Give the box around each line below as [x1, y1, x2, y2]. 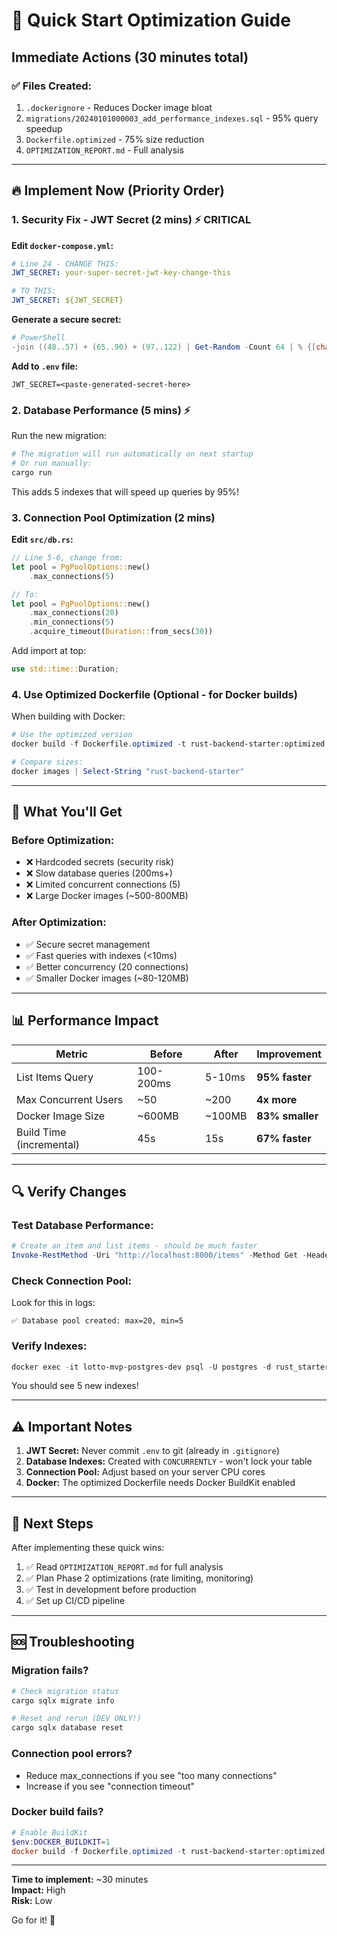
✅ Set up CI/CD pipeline [25, 1595, 126, 1607]
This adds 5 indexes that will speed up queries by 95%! [11, 485, 240, 498]
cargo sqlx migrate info [11, 1695, 115, 1706]
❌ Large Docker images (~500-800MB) [25, 890, 189, 902]
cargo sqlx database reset [11, 1723, 124, 1733]
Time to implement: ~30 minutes [11, 1874, 149, 1886]
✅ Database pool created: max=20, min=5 [11, 1316, 184, 1326]
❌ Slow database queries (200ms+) [25, 867, 173, 879]
